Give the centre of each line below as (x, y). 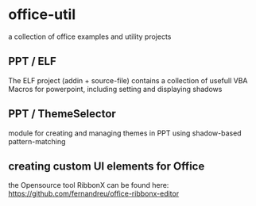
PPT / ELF (33, 61)
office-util (42, 15)
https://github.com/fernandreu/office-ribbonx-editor (94, 194)
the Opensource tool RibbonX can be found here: (89, 185)
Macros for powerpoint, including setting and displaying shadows (115, 89)
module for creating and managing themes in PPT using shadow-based (125, 133)
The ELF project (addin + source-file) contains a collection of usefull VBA (128, 80)
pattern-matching (37, 141)
